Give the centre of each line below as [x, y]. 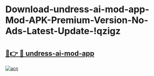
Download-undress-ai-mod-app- [77, 9]
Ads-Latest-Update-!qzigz [63, 31]
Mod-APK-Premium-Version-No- [77, 20]
